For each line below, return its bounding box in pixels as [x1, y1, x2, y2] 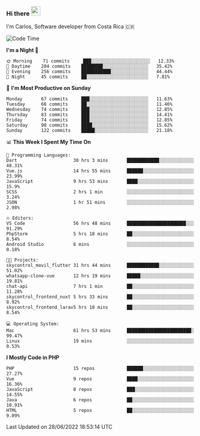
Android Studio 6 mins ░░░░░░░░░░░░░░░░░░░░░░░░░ [6, 242, 195, 248]
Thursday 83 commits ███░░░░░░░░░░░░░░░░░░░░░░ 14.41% [6, 112, 172, 118]
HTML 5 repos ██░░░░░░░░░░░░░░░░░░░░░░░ [6, 408, 195, 414]
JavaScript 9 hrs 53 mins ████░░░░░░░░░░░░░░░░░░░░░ [6, 179, 195, 185]
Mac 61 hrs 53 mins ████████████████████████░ [6, 327, 195, 334]
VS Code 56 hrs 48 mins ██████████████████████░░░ [6, 221, 195, 227]
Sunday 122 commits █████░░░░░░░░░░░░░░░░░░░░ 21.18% [6, 128, 172, 134]
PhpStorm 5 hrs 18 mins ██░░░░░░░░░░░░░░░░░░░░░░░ [6, 231, 195, 237]
